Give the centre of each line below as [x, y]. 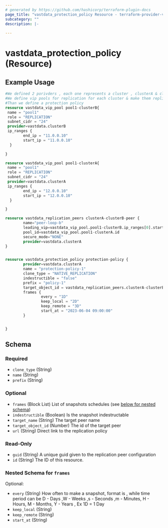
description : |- [22, 24]
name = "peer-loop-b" [43, 223]
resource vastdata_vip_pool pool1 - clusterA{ [52, 163]
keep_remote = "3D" [61, 306]
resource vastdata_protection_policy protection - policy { [67, 260]
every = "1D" [54, 297]
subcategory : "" [22, 19]
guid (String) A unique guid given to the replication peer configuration [84, 454]
